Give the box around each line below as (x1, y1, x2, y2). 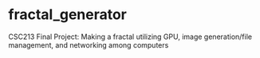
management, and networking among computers (8, 40, 169, 49)
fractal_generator (8, 6, 128, 24)
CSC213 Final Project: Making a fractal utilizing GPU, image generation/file (8, 32, 253, 41)
